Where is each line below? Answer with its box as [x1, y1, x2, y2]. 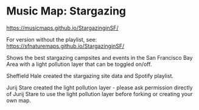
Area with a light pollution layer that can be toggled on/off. [6, 60, 152, 68]
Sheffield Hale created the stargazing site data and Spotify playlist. [6, 72, 174, 79]
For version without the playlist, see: [6, 36, 97, 43]
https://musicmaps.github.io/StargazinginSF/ [6, 24, 119, 31]
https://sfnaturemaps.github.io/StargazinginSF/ [6, 42, 125, 50]
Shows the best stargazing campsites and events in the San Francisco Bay [6, 54, 193, 61]
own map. [6, 97, 32, 104]
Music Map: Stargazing [6, 4, 127, 18]
